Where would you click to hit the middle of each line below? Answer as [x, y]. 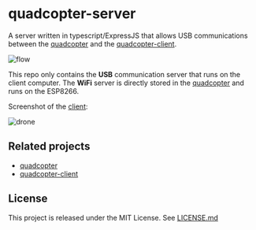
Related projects [49, 147]
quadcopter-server [72, 14]
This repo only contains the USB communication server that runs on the [124, 74]
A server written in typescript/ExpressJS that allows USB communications [128, 35]
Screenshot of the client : [48, 106]
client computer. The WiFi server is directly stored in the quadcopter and [126, 83]
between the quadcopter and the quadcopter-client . [93, 43]
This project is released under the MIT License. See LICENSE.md [113, 217]
